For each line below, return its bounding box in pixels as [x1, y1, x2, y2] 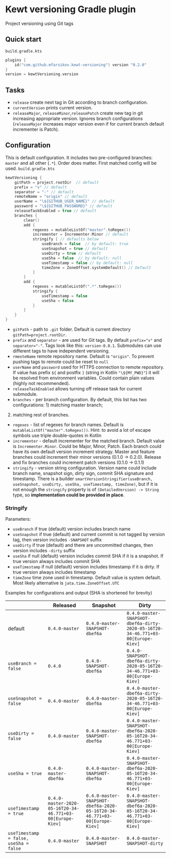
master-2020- [47, 801, 80, 807]
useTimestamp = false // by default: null [41, 260, 133, 265]
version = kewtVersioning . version [5, 72, 79, 77]
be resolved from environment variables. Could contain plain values [12, 375, 155, 381]
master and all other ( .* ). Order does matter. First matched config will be [5, 160, 157, 166]
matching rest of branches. [12, 412, 70, 418]
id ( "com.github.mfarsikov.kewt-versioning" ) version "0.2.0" [14, 62, 147, 67]
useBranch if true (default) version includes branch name [12, 526, 131, 532]
